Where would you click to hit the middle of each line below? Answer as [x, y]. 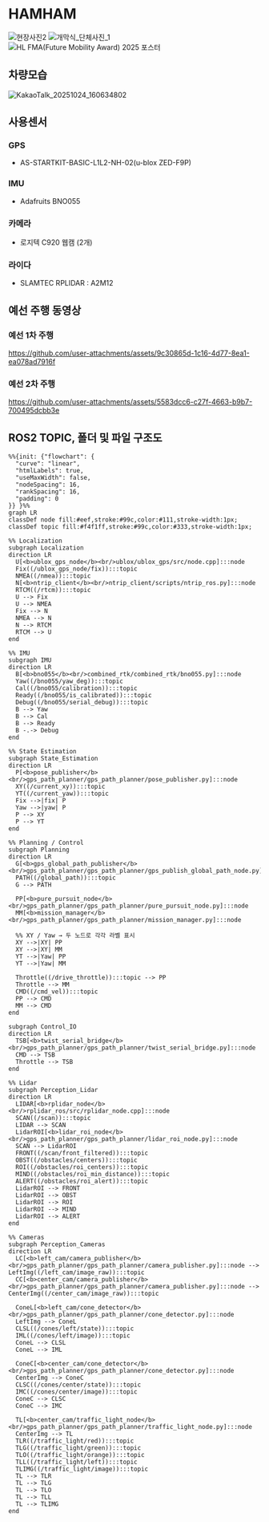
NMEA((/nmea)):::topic [53, 576]
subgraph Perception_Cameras [57, 1244]
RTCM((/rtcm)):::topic [53, 591]
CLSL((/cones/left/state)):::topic [75, 1329]
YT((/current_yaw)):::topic [62, 794]
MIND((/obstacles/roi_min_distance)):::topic [93, 1175]
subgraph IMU [30, 660]
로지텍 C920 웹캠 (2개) [56, 242]
